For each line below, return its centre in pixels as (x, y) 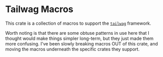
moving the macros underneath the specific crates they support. (73, 49)
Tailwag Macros (39, 9)
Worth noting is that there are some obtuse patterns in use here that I (77, 33)
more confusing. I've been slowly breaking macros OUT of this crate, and (82, 43)
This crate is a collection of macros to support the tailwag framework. (78, 23)
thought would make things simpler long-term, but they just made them (79, 38)
